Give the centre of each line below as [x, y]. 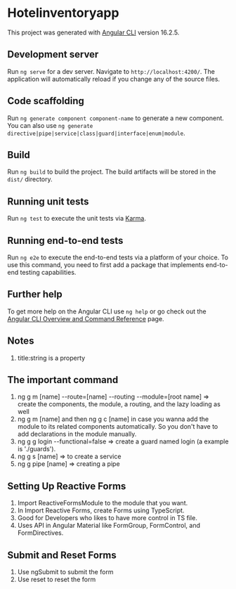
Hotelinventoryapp [63, 13]
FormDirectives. [40, 533]
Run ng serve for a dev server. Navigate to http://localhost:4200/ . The [111, 71]
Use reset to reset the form [57, 580]
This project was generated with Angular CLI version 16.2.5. [93, 32]
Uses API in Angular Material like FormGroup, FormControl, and [109, 526]
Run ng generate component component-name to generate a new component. [116, 118]
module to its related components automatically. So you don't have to [118, 427]
